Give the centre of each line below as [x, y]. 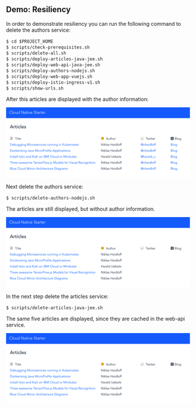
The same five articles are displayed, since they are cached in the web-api [96, 318]
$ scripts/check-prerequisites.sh [48, 47]
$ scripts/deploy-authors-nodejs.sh [50, 71]
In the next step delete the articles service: [57, 296]
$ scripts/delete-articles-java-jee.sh [55, 308]
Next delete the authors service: [45, 186]
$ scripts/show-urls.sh [35, 88]
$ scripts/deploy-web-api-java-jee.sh [53, 65]
